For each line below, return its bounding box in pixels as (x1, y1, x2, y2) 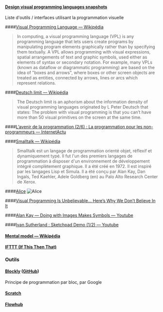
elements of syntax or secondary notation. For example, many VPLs (16, 59, 153, 65)
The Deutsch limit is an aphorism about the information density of (16, 99, 148, 105)
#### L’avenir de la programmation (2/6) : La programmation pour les (5, 124, 143, 130)
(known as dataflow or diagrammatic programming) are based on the (16, 65, 155, 71)
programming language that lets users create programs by (16, 39, 134, 45)
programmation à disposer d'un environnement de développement (16, 158, 150, 164)
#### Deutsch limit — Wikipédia (5, 90, 68, 95)
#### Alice (5, 188, 26, 194)
